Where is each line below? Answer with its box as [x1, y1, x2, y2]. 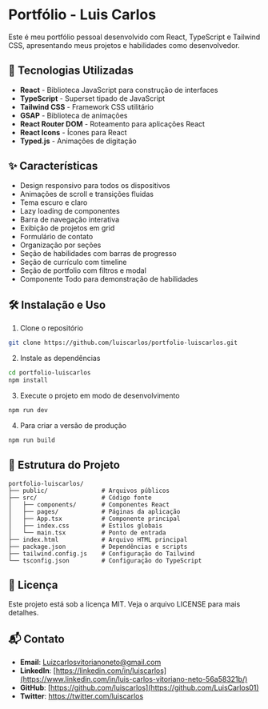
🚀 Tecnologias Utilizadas [8, 64, 134, 78]
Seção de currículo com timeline [19, 257, 127, 266]
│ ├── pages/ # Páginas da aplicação [8, 507, 181, 515]
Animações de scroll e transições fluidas [19, 189, 154, 198]
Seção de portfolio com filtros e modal [19, 266, 146, 275]
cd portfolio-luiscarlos [8, 369, 91, 377]
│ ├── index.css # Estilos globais [8, 522, 162, 530]
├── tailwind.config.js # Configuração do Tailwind [8, 550, 195, 558]
